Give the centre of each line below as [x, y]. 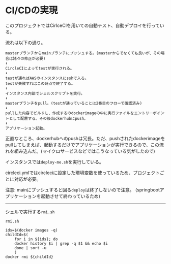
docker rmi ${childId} [29, 257]
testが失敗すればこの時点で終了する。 [40, 84]
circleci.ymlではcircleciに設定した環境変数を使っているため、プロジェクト [83, 173]
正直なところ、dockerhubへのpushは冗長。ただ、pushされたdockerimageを [85, 138]
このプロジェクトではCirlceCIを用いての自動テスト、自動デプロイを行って [83, 25]
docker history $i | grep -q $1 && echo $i [61, 243]
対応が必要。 [27, 179]
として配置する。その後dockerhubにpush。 [48, 118]
